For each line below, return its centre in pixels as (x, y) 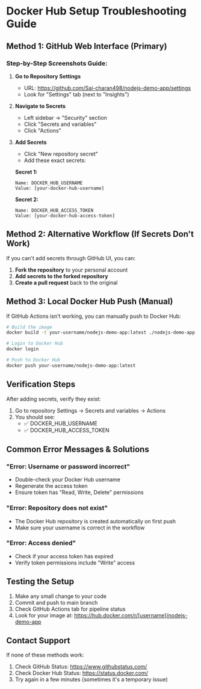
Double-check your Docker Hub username (67, 479)
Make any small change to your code (61, 596)
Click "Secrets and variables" (60, 124)
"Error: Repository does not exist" (57, 508)
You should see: (35, 417)
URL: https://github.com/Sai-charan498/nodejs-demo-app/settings (107, 88)
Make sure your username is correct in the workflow (80, 528)
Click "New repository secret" (61, 154)
